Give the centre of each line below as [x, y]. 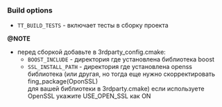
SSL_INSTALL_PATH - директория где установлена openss [110, 67]
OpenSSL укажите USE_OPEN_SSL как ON [89, 96]
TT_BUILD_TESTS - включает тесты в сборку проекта [93, 26]
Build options [30, 10]
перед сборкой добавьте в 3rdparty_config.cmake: [92, 52]
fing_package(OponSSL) [63, 81]
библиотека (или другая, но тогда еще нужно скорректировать [121, 74]
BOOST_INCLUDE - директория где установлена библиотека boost [121, 59]
